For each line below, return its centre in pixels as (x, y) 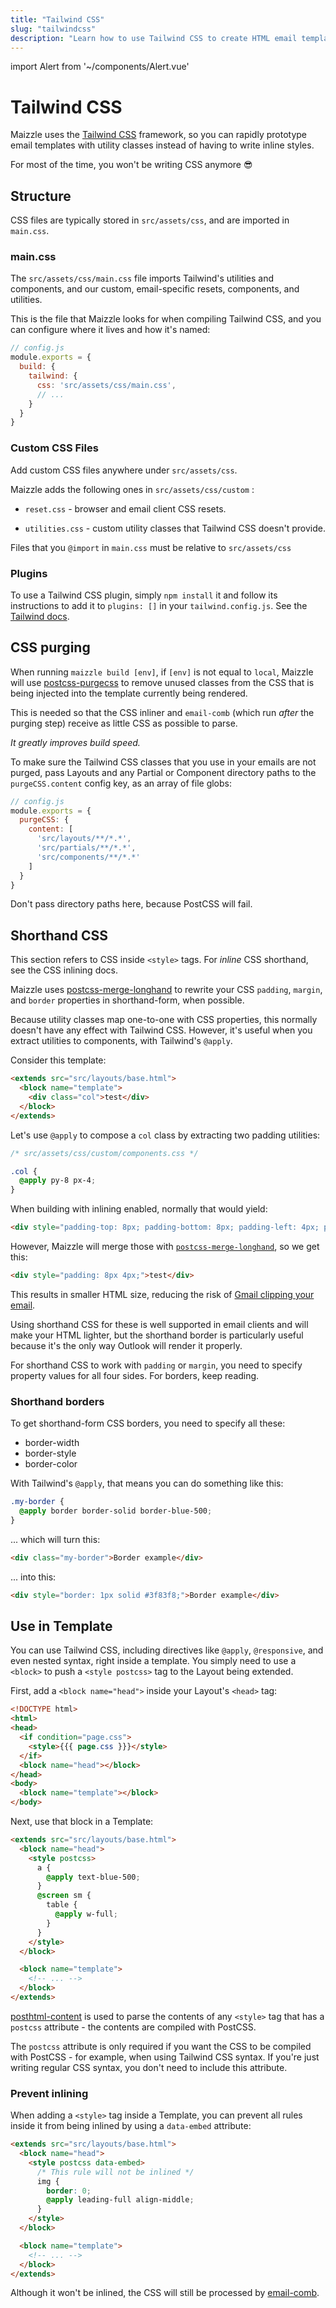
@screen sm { (64, 1896)
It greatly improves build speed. (75, 742)
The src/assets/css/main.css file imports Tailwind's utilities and (142, 278)
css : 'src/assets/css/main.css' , (106, 385)
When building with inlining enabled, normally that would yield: (139, 1209)
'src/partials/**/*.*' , (86, 848)
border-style (50, 1453)
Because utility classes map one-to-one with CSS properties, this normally (164, 1020)
